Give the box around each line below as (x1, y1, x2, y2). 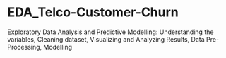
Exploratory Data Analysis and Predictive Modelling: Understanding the (7, 28, 214, 36)
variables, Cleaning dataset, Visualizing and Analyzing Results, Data (7, 35, 205, 43)
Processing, (7, 42, 42, 51)
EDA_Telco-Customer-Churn (7, 4, 179, 21)
